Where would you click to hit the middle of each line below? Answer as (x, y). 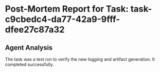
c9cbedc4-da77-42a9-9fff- (62, 19)
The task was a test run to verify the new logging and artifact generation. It (80, 59)
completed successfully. (30, 64)
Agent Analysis (29, 47)
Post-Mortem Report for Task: (67, 9)
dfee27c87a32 (35, 30)
